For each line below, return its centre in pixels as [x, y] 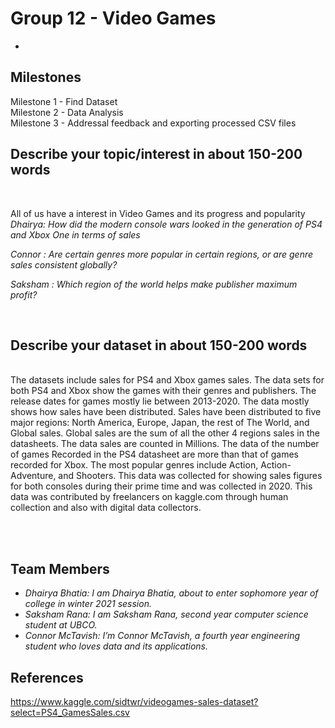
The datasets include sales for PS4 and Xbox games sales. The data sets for [167, 380]
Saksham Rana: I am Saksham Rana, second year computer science [166, 614]
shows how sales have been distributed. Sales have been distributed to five [166, 412]
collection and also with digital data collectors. [106, 508]
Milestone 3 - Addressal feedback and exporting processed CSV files [153, 123]
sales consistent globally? [64, 264]
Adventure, [33, 476]
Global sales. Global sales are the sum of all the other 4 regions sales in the [165, 433]
